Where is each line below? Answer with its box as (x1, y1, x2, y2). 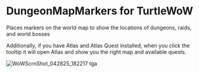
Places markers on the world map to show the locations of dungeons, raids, (6, 24, 192, 31)
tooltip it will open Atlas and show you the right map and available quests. (6, 48, 186, 55)
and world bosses (6, 30, 50, 37)
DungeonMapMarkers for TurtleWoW (6, 4, 194, 18)
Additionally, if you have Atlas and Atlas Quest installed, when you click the (6, 42, 190, 49)
